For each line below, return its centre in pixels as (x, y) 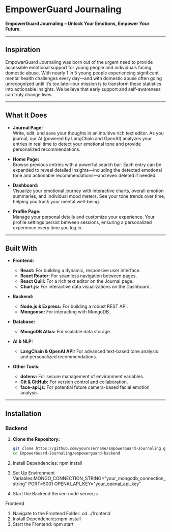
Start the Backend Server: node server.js (55, 493)
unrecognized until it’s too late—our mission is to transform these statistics (83, 84)
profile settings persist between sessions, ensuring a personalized (82, 222)
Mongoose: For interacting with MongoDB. (65, 312)
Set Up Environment (34, 473)
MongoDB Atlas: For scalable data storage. (66, 332)
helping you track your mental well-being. (56, 201)
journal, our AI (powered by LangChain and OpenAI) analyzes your (82, 138)
